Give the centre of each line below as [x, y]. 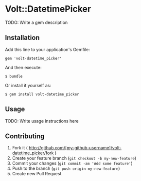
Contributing [25, 136]
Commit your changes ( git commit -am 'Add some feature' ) [72, 163]
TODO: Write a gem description [36, 22]
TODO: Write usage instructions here [42, 121]
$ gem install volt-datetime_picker [42, 94]
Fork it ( [20, 148]
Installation [22, 38]
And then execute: [23, 67]
